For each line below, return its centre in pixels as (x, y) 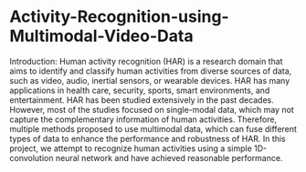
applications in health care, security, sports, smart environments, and (140, 90)
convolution (32, 157)
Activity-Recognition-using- (120, 17)
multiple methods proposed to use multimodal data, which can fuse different (153, 128)
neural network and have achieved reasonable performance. (169, 157)
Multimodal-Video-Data (101, 36)
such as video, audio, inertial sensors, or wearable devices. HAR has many (150, 80)
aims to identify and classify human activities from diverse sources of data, (151, 71)
